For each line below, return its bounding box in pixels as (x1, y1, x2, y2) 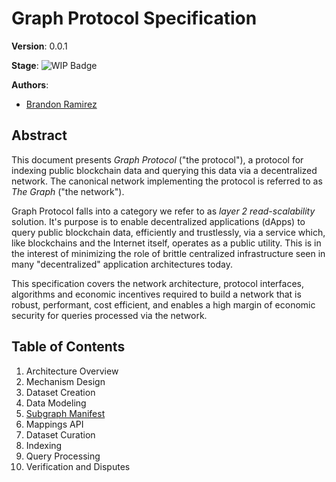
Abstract (11, 127, 68, 144)
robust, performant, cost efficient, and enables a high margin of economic (11, 298, 316, 311)
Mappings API (25, 418, 84, 430)
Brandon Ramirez (25, 98, 98, 110)
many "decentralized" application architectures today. (11, 258, 233, 270)
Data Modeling (25, 397, 87, 409)
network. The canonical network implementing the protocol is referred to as (11, 175, 323, 187)
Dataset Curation (25, 428, 96, 441)
